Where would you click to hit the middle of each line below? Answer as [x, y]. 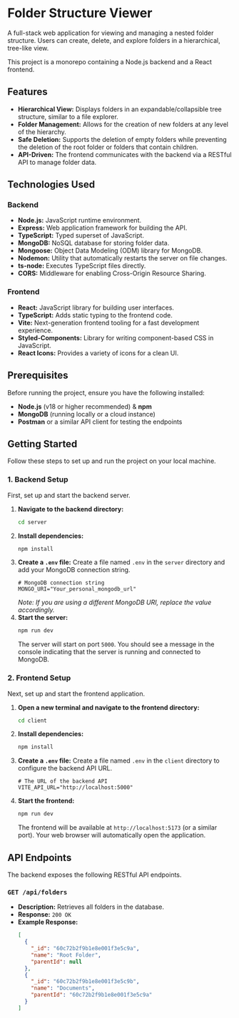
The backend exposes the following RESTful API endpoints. [95, 875]
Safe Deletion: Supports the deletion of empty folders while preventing [122, 139]
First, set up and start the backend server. [69, 495]
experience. [35, 330]
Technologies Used [51, 184]
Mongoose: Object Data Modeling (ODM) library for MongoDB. [110, 250]
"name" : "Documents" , [63, 988]
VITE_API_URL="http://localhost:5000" [75, 788]
